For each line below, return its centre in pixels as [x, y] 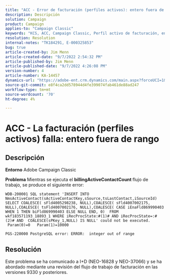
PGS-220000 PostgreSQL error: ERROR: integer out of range [70, 234]
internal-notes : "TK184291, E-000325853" [50, 43]
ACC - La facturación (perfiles [70, 128]
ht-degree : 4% [20, 99]
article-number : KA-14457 [32, 76]
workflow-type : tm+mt [28, 90]
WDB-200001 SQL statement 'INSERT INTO [47, 194]
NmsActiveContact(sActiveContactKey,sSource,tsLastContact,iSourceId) [81, 199]
